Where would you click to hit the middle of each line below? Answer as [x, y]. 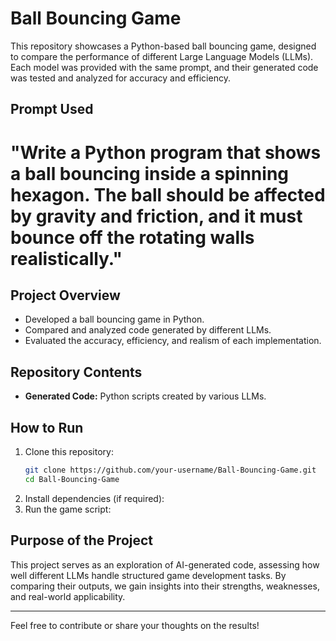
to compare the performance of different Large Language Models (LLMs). [162, 56]
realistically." [66, 258]
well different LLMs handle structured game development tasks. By [148, 575]
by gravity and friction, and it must [156, 216]
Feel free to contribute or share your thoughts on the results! [135, 625]
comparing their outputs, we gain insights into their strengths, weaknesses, [165, 586]
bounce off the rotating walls [132, 237]
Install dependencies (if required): [94, 498]
